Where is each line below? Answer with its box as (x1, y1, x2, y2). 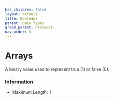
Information (5, 78, 33, 85)
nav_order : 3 (5, 29, 31, 34)
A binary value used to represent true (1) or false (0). (5, 66, 110, 72)
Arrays (5, 50, 33, 61)
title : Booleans (5, 16, 38, 21)
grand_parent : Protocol (5, 25, 53, 30)
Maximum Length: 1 (12, 89, 51, 95)
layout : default (5, 12, 38, 16)
